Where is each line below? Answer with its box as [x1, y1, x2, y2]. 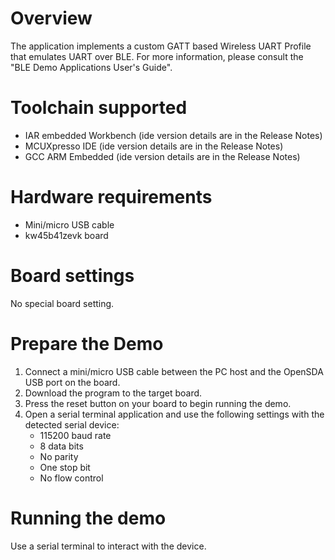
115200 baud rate [39, 429, 112, 441]
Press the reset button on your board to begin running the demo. [24, 397, 292, 409]
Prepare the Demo [10, 332, 164, 355]
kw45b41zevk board [24, 229, 109, 241]
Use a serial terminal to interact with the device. [10, 540, 207, 552]
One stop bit [39, 461, 91, 473]
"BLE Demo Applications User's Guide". [10, 61, 173, 73]
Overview [10, 7, 93, 30]
